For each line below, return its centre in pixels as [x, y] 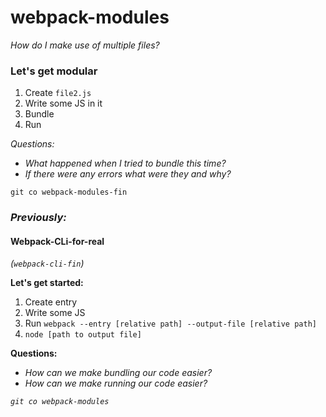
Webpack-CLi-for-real [57, 241]
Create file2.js [58, 93]
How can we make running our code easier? [116, 383]
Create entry [51, 302]
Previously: [38, 218]
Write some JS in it [63, 103]
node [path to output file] [83, 335]
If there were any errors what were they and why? [128, 174]
